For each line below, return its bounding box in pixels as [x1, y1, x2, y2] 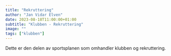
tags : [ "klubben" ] [5, 31, 45, 36]
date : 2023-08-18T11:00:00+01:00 [5, 17, 77, 22]
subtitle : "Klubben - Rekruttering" [5, 21, 83, 27]
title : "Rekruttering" [5, 7, 54, 13]
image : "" [5, 26, 27, 32]
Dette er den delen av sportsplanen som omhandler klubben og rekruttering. [5, 45, 166, 51]
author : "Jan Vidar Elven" [5, 12, 63, 17]
